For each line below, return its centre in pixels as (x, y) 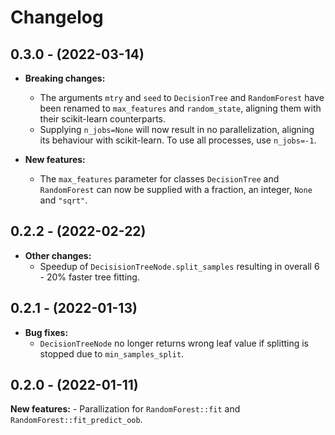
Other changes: (58, 255)
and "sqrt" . (63, 200)
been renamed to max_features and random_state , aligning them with (180, 108)
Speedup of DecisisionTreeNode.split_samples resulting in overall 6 (179, 266)
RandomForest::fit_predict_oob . (76, 420)
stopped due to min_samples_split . (112, 353)
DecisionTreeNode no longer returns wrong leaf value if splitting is (174, 343)
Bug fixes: (46, 332)
